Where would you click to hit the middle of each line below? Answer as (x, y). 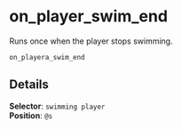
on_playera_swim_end (47, 57)
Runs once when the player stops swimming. (91, 41)
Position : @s (31, 115)
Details (29, 85)
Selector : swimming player (57, 106)
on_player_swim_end (89, 16)
